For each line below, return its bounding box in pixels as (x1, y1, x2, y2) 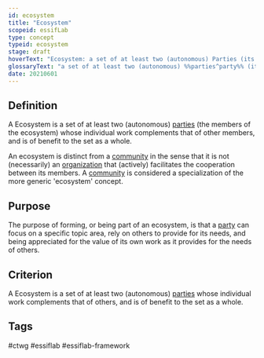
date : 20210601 (8, 70, 58, 78)
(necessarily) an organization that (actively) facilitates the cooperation (8, 160, 236, 170)
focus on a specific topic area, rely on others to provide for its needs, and (8, 228, 246, 238)
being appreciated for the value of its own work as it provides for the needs (8, 237, 252, 247)
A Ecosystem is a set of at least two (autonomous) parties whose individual (8, 289, 251, 298)
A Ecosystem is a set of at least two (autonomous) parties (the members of (8, 119, 251, 130)
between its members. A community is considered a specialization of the (8, 168, 244, 177)
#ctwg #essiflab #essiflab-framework (8, 341, 130, 350)
